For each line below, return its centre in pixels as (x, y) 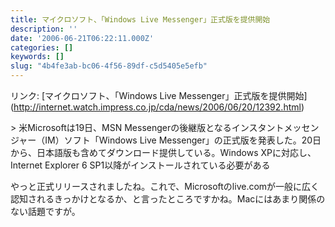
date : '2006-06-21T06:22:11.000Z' (82, 38)
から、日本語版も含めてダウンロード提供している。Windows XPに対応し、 (163, 152)
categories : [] (42, 47)
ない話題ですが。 (45, 211)
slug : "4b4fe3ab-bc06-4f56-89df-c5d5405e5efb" (109, 66)
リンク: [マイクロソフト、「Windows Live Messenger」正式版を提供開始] (159, 95)
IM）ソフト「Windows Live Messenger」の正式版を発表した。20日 (183, 140)
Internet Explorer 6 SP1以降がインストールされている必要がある (140, 165)
